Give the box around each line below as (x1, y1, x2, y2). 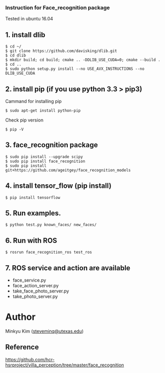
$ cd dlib (5, 53, 26, 58)
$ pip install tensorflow (5, 195, 60, 200)
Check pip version (5, 117, 44, 123)
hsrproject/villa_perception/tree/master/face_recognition (5, 362, 124, 368)
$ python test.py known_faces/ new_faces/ (5, 222, 97, 228)
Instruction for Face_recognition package (5, 4, 110, 11)
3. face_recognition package (5, 141, 98, 150)
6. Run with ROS (5, 236, 58, 245)
